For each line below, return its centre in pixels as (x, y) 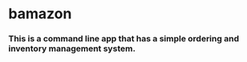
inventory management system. (72, 48)
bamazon (40, 14)
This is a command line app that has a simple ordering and (123, 39)
